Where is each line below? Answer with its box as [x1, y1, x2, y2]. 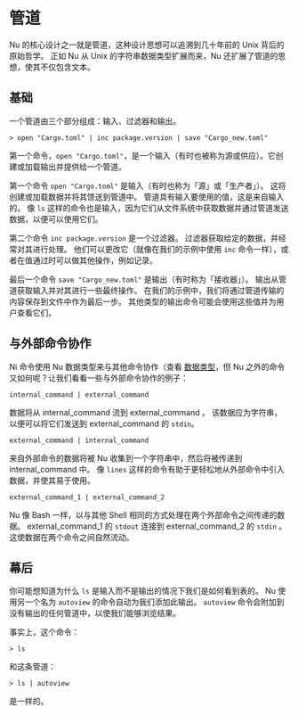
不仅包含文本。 [39, 62, 95, 72]
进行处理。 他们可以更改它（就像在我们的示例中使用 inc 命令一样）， [32, 243, 282, 254]
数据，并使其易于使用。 [9, 474, 95, 486]
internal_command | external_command [9, 390, 149, 399]
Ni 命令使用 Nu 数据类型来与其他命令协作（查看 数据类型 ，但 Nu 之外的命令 [9, 361, 286, 372]
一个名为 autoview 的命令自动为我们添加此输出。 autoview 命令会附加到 [24, 596, 285, 607]
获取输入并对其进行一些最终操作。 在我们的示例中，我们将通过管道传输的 [16, 284, 285, 295]
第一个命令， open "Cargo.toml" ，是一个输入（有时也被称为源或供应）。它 [9, 150, 276, 160]
